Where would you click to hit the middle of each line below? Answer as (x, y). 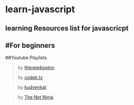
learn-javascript (40, 9)
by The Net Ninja (35, 97)
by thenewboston (36, 68)
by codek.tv (30, 77)
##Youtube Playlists (26, 58)
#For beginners (30, 45)
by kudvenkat (32, 87)
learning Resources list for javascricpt (67, 28)
